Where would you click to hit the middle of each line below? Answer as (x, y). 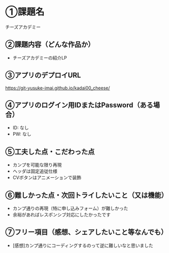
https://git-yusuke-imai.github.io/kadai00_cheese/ (58, 88)
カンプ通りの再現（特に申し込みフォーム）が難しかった (70, 208)
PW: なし (22, 134)
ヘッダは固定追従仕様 (35, 171)
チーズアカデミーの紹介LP (40, 57)
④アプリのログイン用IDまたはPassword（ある (79, 105)
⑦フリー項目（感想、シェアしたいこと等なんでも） (87, 232)
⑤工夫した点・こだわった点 (50, 152)
